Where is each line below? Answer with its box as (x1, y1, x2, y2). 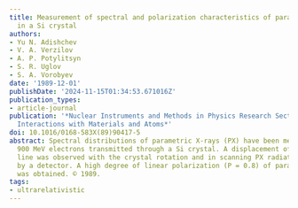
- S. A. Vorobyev (9, 71, 74, 80)
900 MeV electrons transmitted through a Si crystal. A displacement (17, 144, 279, 153)
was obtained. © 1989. (17, 169, 101, 178)
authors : (9, 29, 42, 38)
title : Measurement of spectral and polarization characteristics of (9, 12, 272, 22)
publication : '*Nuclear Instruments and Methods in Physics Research (9, 112, 272, 120)
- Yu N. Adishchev (9, 37, 77, 47)
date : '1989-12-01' (9, 79, 82, 88)
